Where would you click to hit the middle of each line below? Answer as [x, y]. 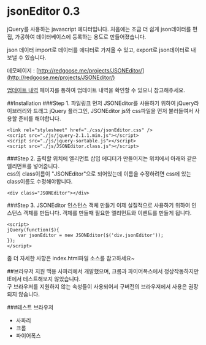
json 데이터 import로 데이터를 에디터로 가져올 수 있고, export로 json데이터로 [98, 50]
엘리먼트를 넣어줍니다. [33, 166]
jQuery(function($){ [33, 230]
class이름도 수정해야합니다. [40, 181]
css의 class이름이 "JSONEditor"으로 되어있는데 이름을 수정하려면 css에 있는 [99, 174]
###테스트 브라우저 [30, 307]
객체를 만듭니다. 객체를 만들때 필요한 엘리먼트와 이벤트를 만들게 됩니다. [107, 212]
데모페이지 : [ [23, 70]
